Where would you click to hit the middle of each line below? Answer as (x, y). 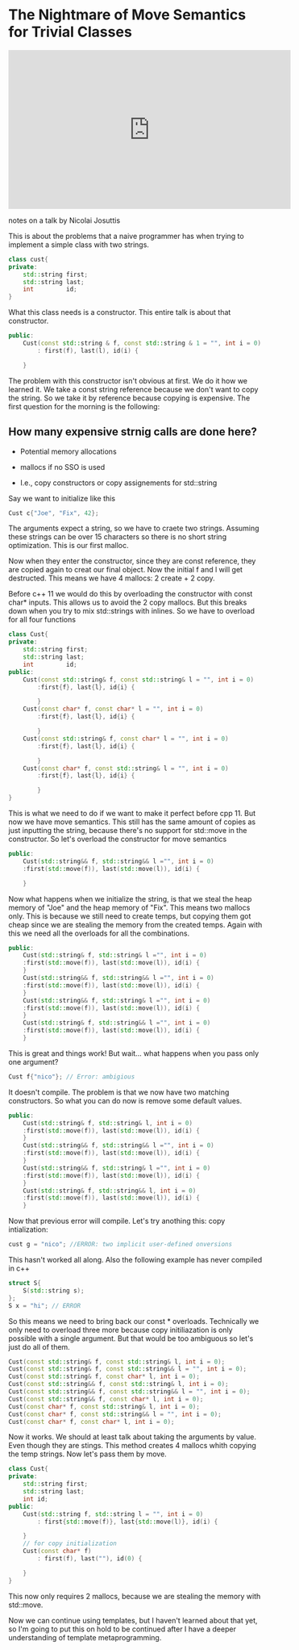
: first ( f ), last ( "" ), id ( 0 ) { (90, 1559)
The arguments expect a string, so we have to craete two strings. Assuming (134, 528)
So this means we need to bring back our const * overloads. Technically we (134, 1321)
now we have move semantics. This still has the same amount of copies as (132, 822)
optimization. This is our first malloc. (69, 546)
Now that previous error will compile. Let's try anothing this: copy (117, 1221)
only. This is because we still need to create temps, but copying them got (130, 916)
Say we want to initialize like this (62, 498)
